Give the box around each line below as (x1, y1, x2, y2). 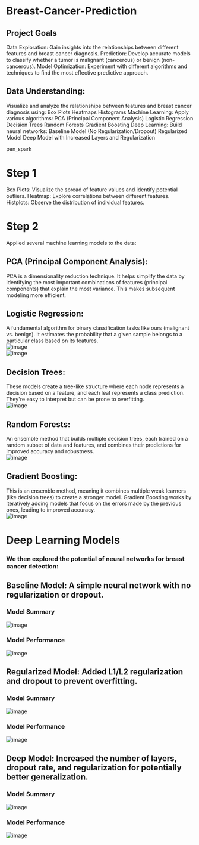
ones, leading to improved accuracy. (6, 506, 96, 513)
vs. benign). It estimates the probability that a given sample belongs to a (6, 331, 183, 338)
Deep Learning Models (6, 533, 121, 547)
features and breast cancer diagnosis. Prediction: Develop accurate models (6, 50, 191, 57)
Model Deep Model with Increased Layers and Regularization (6, 134, 156, 141)
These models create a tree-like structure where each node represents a (6, 383, 184, 390)
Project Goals (6, 28, 58, 38)
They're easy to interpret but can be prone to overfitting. (6, 395, 144, 403)
